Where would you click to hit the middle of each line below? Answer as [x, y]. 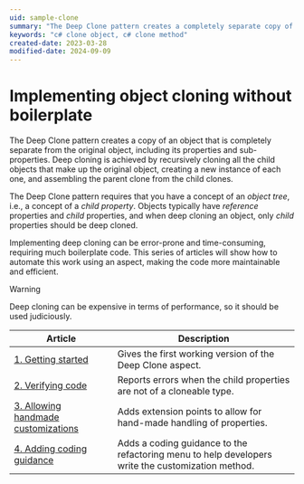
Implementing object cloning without [151, 96]
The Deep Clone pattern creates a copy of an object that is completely [140, 140]
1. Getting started [51, 360]
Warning [25, 289]
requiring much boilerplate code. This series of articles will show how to [143, 252]
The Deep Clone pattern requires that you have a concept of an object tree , [150, 196]
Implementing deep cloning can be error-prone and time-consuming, [138, 243]
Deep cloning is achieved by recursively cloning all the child [164, 160]
